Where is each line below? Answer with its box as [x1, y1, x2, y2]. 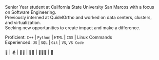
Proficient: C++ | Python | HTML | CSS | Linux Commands [5, 34, 112, 40]
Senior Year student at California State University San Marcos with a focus [5, 4, 155, 10]
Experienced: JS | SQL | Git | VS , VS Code [5, 40, 84, 45]
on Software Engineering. [5, 9, 56, 15]
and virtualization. [5, 20, 41, 25]
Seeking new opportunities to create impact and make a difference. [5, 25, 140, 31]
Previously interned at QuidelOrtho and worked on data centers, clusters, [5, 15, 152, 20]
